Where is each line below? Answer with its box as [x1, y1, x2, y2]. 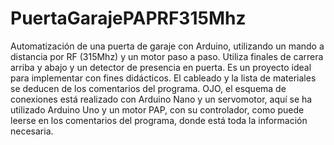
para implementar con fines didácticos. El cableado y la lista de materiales [10, 72, 317, 84]
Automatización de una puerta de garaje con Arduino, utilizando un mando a [10, 40, 325, 52]
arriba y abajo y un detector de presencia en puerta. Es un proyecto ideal [10, 61, 312, 73]
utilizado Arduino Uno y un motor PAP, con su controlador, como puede [10, 103, 305, 116]
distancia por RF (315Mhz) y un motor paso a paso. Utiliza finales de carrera [10, 50, 324, 62]
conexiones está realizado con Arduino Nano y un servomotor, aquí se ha [10, 93, 313, 105]
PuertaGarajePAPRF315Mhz [10, 7, 247, 30]
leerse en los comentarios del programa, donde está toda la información [10, 114, 308, 126]
